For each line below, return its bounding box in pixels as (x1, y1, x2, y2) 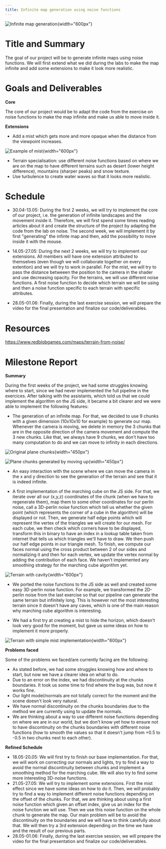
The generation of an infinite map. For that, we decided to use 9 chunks (12, 413, 159, 419)
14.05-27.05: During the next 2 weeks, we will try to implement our (12, 248, 148, 254)
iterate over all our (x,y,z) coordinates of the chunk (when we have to (12, 494, 154, 500)
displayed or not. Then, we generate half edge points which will (12, 515, 142, 521)
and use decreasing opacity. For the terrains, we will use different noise (12, 275, 159, 281)
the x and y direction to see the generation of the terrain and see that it (12, 474, 157, 480)
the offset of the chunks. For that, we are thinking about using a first (12, 796, 152, 802)
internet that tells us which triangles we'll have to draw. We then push (12, 536, 154, 542)
